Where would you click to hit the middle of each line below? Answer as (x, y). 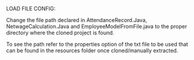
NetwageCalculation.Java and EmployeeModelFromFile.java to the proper (97, 26)
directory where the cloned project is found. (60, 33)
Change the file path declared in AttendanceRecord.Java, (77, 20)
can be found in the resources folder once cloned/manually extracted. (92, 50)
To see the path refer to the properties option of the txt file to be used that (97, 44)
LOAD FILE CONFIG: (31, 9)
